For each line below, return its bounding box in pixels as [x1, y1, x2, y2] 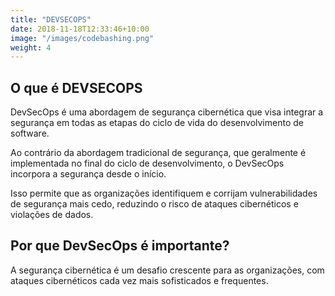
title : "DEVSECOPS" [10, 14, 92, 25]
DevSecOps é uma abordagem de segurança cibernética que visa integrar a [10, 106, 324, 118]
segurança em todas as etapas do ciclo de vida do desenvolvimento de [10, 117, 304, 129]
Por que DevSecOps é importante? [10, 237, 230, 255]
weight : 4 [10, 42, 52, 53]
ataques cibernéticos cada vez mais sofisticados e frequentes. [10, 274, 269, 286]
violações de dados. [10, 209, 94, 221]
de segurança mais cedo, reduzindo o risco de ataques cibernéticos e [10, 198, 299, 210]
